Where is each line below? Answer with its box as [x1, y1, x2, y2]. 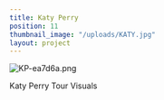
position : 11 [9, 22, 59, 31]
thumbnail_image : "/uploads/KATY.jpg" [9, 30, 156, 39]
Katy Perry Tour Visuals [9, 80, 98, 91]
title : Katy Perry [9, 13, 79, 23]
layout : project [9, 38, 71, 48]
